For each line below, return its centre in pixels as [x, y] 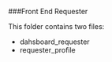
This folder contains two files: [56, 26]
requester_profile [48, 50]
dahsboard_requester [54, 42]
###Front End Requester [48, 11]
